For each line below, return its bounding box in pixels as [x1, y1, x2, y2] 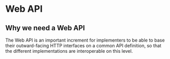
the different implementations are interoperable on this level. [5, 48, 133, 54]
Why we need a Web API [5, 24, 85, 32]
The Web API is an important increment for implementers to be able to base [5, 37, 165, 43]
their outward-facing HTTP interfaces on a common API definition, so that [5, 43, 162, 49]
